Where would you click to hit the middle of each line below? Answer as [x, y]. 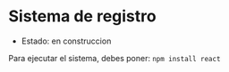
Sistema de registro [83, 16]
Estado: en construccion [66, 41]
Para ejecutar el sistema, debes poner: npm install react [114, 58]
